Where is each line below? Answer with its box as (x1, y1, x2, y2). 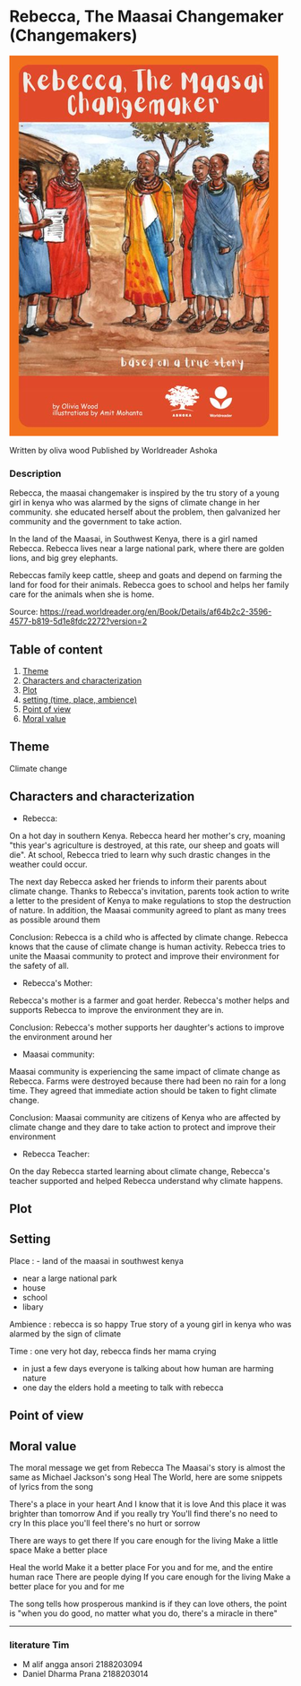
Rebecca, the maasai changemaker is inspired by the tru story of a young (9, 488, 279, 498)
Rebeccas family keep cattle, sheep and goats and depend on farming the (9, 570, 282, 581)
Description (9, 467, 62, 480)
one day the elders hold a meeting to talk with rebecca (21, 1382, 224, 1393)
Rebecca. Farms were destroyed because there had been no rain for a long (9, 1076, 287, 1086)
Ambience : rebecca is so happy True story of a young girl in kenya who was (9, 1319, 292, 1329)
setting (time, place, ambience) (21, 695, 137, 705)
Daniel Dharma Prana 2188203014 (21, 1669, 149, 1680)
